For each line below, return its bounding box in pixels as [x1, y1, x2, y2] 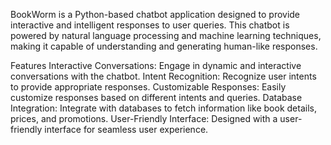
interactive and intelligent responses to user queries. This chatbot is [10, 19, 290, 31]
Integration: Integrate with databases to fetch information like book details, [10, 102, 317, 114]
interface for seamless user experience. [44, 124, 209, 135]
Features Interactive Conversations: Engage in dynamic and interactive [10, 60, 302, 71]
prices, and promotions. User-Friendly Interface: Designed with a [10, 113, 278, 124]
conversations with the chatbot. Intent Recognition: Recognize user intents [10, 70, 317, 82]
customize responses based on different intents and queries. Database [10, 92, 303, 103]
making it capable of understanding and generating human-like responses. [10, 40, 318, 52]
